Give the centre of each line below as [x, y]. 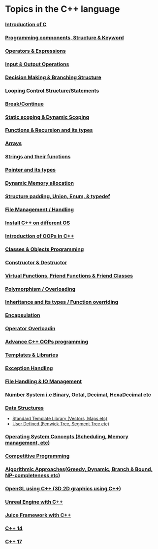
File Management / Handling [40, 209]
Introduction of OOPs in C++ [40, 236]
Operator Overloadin [30, 329]
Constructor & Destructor [36, 262]
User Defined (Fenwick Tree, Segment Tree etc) [61, 424]
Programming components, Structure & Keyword [64, 38]
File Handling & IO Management [44, 381]
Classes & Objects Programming [45, 249]
